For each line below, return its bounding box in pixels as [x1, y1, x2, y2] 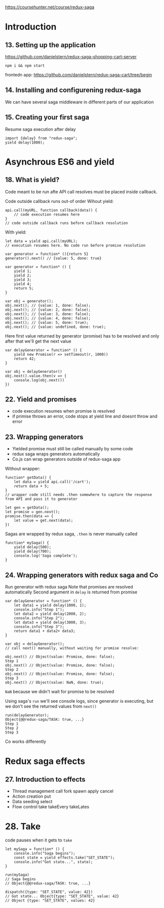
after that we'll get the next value [5, 338, 71, 344]
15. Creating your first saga [5, 113, 90, 122]
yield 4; [14, 281, 32, 286]
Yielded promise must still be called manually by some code [12, 446, 133, 452]
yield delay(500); [14, 545, 51, 550]
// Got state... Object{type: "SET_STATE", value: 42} [5, 894, 119, 899]
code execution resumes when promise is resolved [12, 408, 115, 414]
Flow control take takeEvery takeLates [12, 804, 90, 810]
